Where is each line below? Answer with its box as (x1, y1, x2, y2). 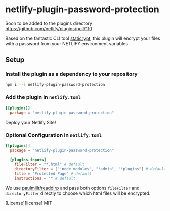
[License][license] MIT (5, 200, 52, 206)
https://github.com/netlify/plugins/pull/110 (5, 25, 92, 31)
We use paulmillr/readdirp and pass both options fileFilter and (5, 185, 140, 191)
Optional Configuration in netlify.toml (5, 132, 102, 139)
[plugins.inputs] (10, 157, 47, 162)
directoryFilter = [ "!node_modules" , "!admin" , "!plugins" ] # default (14, 167, 166, 172)
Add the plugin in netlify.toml (5, 94, 81, 101)
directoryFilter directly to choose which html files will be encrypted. (5, 190, 151, 196)
